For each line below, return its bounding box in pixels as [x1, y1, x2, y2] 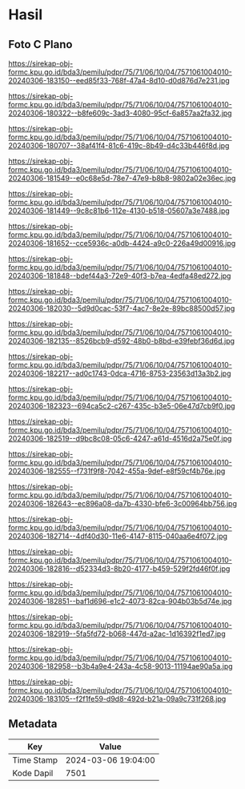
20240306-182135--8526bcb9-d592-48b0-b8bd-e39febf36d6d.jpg [8, 336, 235, 345]
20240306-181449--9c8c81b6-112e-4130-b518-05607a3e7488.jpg [8, 206, 230, 215]
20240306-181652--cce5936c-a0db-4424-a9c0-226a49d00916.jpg [8, 239, 236, 248]
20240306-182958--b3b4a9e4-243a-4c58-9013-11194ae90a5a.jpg [8, 662, 234, 670]
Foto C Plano [8, 38, 73, 51]
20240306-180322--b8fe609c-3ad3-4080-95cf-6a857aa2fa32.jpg [8, 108, 232, 118]
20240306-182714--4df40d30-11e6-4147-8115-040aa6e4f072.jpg [8, 531, 228, 541]
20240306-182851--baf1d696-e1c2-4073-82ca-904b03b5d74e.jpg [8, 597, 232, 606]
